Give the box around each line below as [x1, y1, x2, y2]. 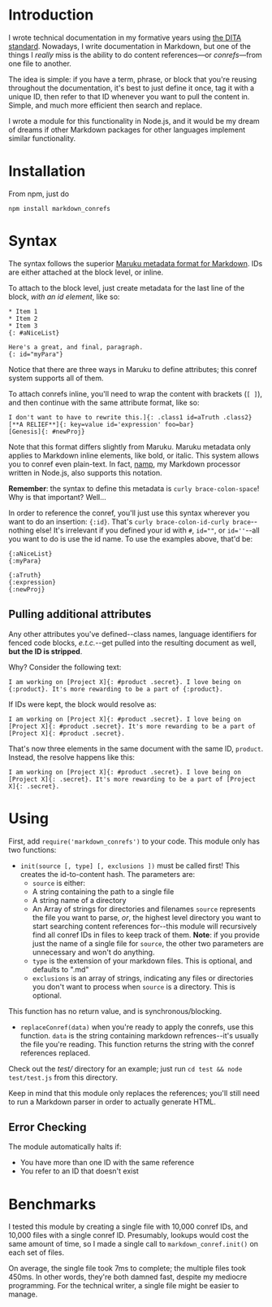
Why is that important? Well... [8, 492, 107, 502]
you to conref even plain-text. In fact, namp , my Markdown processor [8, 458, 241, 469]
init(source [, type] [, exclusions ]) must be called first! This [19, 861, 240, 871]
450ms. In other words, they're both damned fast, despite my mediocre [8, 1272, 248, 1282]
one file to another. [8, 59, 71, 68]
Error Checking [8, 1120, 87, 1134]
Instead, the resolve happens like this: [8, 752, 136, 762]
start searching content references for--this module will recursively [32, 921, 257, 931]
